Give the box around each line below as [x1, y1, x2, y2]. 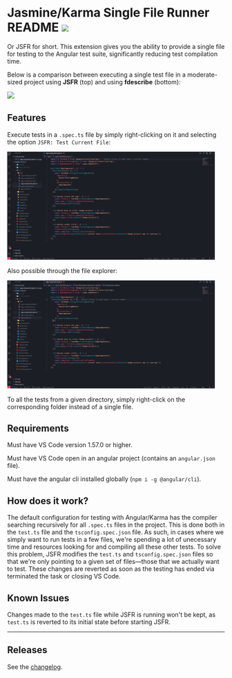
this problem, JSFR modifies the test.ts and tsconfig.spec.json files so [7, 550, 213, 558]
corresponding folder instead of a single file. [7, 402, 133, 411]
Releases [7, 644, 48, 656]
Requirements [7, 422, 69, 434]
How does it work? [7, 495, 89, 507]
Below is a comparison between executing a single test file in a [7, 70, 186, 79]
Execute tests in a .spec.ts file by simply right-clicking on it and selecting [7, 130, 217, 139]
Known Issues [7, 592, 70, 604]
